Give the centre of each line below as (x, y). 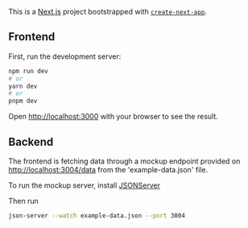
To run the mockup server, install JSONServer (85, 185)
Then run (23, 201)
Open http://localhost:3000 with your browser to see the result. (114, 117)
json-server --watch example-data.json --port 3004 (97, 216)
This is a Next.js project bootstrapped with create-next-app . (108, 12)
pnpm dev (23, 101)
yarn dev (23, 86)
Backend (31, 141)
